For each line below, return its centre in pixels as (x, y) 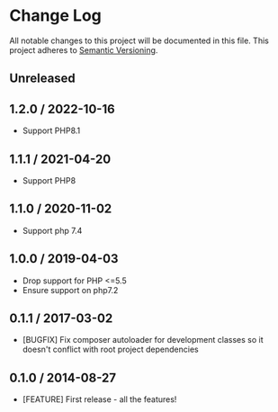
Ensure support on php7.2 (70, 290)
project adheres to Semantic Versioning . (84, 49)
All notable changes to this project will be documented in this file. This (139, 40)
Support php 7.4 (52, 230)
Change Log (55, 16)
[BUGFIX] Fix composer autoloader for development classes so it (143, 340)
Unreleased (43, 79)
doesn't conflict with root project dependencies (111, 349)
